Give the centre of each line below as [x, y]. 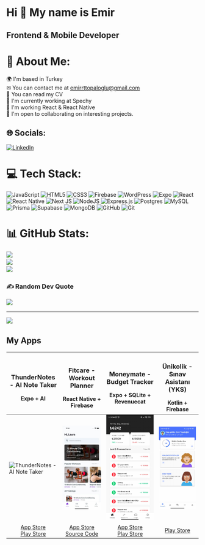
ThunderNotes [33, 378]
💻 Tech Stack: [44, 173]
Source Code [82, 533]
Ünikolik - [178, 366]
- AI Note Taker [33, 385]
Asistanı [178, 381]
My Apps [24, 341]
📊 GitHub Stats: [48, 234]
